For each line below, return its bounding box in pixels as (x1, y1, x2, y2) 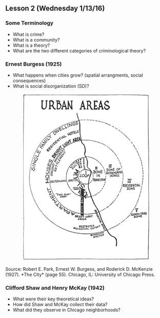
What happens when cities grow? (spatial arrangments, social (12, 72, 144, 78)
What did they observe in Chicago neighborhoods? (12, 307, 121, 313)
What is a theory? (12, 42, 50, 48)
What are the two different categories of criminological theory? (12, 47, 146, 53)
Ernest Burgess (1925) (5, 60, 62, 67)
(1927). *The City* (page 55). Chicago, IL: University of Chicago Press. (5, 271, 155, 277)
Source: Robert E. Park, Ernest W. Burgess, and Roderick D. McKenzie (5, 266, 153, 272)
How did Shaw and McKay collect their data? (12, 302, 108, 308)
